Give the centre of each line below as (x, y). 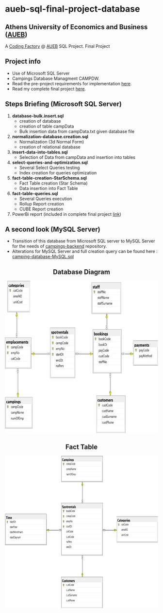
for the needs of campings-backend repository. (59, 246)
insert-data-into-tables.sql (40, 152)
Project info (23, 62)
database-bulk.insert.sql (38, 116)
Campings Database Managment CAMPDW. (56, 78)
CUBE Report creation (41, 209)
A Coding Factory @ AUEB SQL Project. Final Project (57, 46)
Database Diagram (81, 272)
